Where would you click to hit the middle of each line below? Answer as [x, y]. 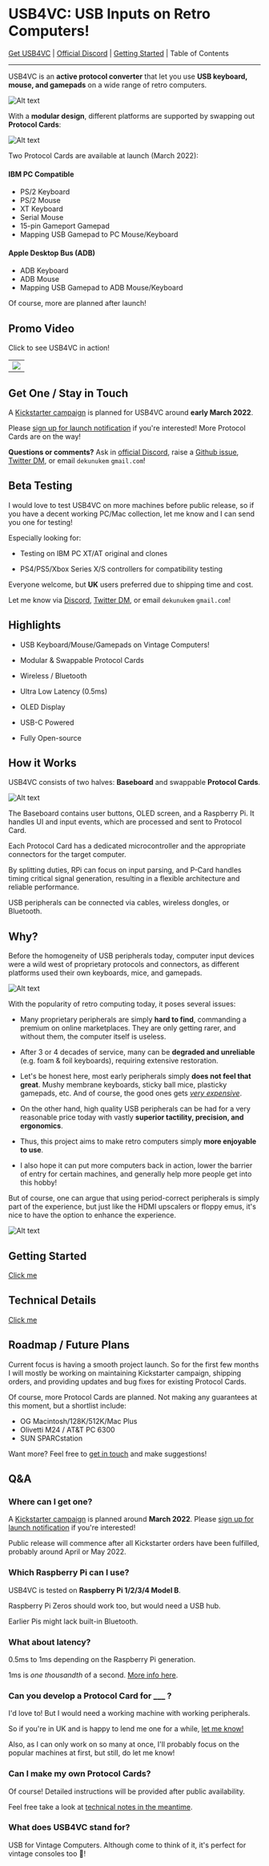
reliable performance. [44, 887]
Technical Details [52, 1301]
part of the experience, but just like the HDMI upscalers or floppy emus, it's [132, 1207]
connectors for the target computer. [67, 855]
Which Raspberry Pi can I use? [69, 1572]
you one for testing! [41, 522]
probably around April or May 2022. [67, 1552]
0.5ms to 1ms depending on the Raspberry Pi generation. [102, 1659]
